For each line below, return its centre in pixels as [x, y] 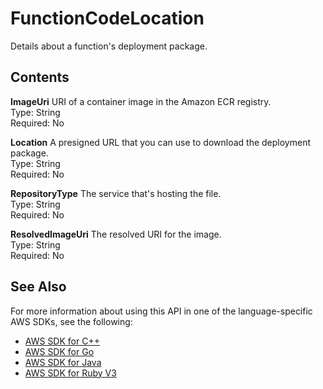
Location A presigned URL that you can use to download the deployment [160, 142]
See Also [38, 287]
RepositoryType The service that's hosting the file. [116, 193]
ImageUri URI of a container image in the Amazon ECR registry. [141, 101]
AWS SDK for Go [59, 351]
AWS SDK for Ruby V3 [70, 373]
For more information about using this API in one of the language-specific [161, 311]
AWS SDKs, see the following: [71, 321]
